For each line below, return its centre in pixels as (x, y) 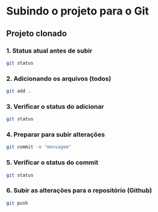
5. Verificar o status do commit (52, 162)
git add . (19, 91)
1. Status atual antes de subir (49, 51)
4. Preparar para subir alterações (56, 135)
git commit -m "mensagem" (39, 147)
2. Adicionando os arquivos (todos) (59, 79)
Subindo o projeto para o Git (78, 11)
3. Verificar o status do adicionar (55, 106)
